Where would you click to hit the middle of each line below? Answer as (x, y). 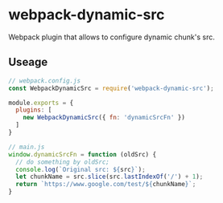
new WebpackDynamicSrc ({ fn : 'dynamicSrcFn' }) (104, 118)
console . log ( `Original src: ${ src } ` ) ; (81, 169)
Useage (28, 62)
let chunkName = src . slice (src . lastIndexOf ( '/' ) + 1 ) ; (109, 177)
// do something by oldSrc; (63, 162)
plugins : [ (34, 110)
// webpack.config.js (45, 81)
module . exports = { (41, 103)
